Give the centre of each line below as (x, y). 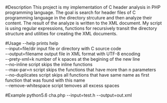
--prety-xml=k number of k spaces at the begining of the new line (73, 59)
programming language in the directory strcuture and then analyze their (79, 18)
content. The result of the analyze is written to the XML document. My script (83, 23)
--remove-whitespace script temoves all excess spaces (62, 86)
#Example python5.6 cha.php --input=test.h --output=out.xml (69, 95)
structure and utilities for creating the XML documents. (61, 34)
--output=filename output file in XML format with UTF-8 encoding (73, 54)
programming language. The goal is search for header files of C (71, 12)
